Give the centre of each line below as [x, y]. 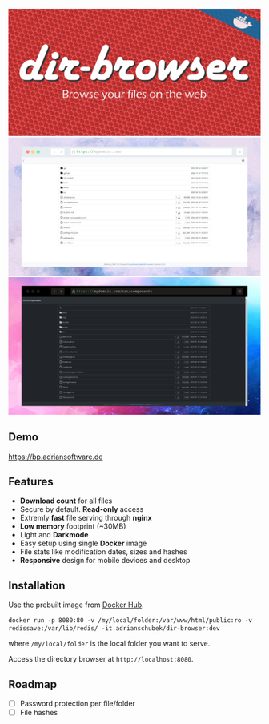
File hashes [39, 713]
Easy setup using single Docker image [83, 543]
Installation [37, 585]
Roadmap [33, 684]
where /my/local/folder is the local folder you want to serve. [109, 644]
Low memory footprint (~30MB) [73, 526]
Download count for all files [66, 501]
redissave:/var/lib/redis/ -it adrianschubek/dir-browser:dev [114, 629]
